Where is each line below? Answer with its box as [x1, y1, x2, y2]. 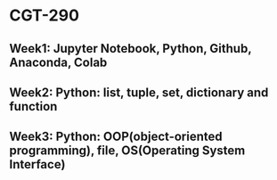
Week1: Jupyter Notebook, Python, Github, [9, 41, 252, 56]
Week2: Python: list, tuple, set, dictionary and [9, 85, 269, 100]
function [9, 99, 58, 114]
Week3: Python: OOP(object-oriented [9, 129, 223, 144]
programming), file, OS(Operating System [9, 143, 246, 159]
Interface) [9, 157, 66, 172]
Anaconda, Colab [9, 54, 108, 70]
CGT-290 [9, 5, 80, 26]
